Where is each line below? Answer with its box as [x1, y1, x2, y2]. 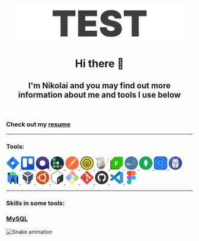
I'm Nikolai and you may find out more [28, 81, 171, 91]
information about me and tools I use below [18, 89, 181, 99]
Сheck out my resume [6, 120, 71, 128]
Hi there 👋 [75, 57, 124, 70]
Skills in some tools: [6, 199, 65, 207]
